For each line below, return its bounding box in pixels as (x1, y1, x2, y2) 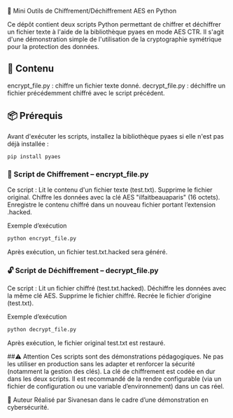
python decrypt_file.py (7, 326, 77, 333)
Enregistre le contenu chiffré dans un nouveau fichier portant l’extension (7, 200, 216, 209)
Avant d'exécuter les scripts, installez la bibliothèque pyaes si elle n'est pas (7, 132, 224, 140)
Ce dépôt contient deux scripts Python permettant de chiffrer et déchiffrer (7, 20, 222, 28)
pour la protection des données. (7, 43, 100, 50)
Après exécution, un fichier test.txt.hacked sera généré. (7, 247, 168, 256)
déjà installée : (7, 139, 49, 148)
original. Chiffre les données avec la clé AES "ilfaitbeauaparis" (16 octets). (7, 193, 220, 201)
